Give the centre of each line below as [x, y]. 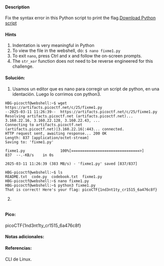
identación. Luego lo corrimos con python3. [57, 94]
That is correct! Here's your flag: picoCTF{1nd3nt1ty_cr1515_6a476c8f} [81, 190]
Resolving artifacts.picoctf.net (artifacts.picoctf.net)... [69, 116]
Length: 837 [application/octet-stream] [47, 138]
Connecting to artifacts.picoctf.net [44, 125]
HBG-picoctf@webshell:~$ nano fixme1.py [47, 181]
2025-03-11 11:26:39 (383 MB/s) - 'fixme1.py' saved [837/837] [71, 164]
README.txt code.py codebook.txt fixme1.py [54, 177]
